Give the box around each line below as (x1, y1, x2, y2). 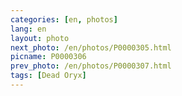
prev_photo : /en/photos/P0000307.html (10, 61, 172, 71)
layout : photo (10, 33, 70, 43)
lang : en (10, 24, 47, 34)
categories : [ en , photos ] (10, 14, 118, 25)
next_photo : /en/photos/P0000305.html (10, 42, 172, 53)
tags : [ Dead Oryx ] (10, 71, 87, 81)
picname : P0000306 (10, 52, 87, 62)
